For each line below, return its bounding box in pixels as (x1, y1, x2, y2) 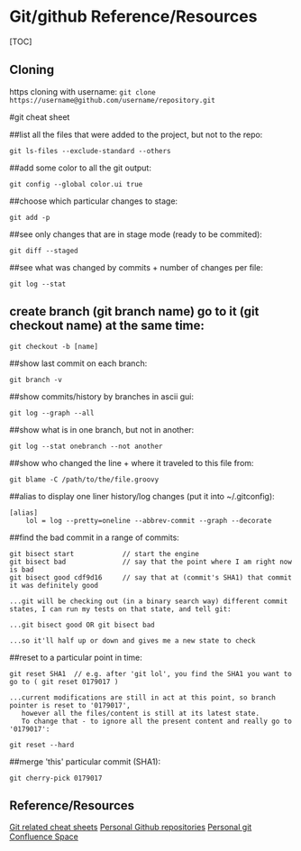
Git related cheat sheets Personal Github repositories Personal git (9, 822, 252, 833)
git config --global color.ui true (9, 179, 143, 188)
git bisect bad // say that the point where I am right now (9, 557, 293, 566)
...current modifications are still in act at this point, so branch (9, 692, 277, 702)
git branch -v (9, 375, 63, 384)
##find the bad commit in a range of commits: (9, 532, 180, 543)
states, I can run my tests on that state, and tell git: (9, 604, 232, 614)
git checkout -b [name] (9, 342, 99, 351)
